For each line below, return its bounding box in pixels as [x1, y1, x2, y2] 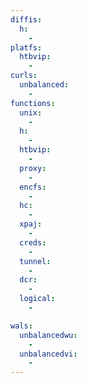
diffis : [10, 14, 43, 25]
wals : [10, 321, 33, 331]
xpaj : [19, 219, 43, 230]
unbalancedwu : [19, 330, 78, 340]
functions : [10, 98, 56, 108]
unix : [19, 107, 43, 118]
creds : [19, 237, 47, 248]
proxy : [19, 163, 47, 173]
